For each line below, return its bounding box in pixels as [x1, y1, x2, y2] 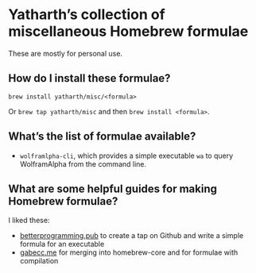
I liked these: [8, 216, 50, 225]
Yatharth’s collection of [8, 6, 165, 24]
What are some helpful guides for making [8, 182, 217, 195]
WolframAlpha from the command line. [19, 159, 147, 168]
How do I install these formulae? [8, 71, 171, 85]
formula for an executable [19, 240, 105, 249]
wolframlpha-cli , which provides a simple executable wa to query [19, 151, 234, 160]
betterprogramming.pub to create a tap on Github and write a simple [19, 231, 244, 240]
